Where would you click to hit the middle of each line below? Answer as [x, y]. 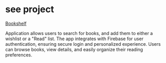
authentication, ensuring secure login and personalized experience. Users [83, 44]
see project [30, 9]
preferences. [19, 55]
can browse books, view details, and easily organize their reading [74, 49]
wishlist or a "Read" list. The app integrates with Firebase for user [75, 39]
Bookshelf [16, 23]
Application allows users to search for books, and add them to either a [79, 33]
